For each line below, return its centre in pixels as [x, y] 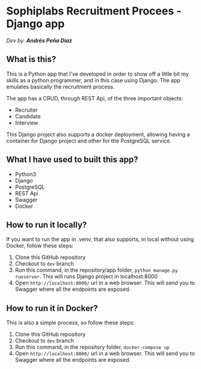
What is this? [31, 59]
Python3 [25, 174]
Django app [36, 24]
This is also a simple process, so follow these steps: [71, 323]
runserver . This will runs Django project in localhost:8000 [86, 276]
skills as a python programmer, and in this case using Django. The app [93, 80]
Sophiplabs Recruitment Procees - [94, 11]
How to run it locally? [47, 224]
